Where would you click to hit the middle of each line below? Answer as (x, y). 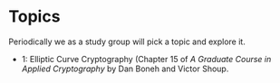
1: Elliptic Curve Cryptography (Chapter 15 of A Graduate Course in (146, 59)
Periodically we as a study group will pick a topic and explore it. (127, 41)
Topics (34, 17)
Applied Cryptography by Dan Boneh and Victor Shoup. (125, 69)
